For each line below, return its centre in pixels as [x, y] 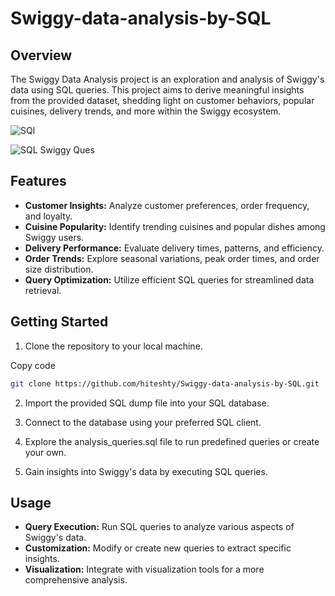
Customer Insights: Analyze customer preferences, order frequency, [167, 205]
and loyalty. [48, 216]
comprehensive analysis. [76, 580]
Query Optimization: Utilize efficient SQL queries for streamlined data [169, 279]
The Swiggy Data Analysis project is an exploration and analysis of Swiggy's [167, 79]
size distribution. [59, 269]
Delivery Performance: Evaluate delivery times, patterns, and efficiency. [174, 248]
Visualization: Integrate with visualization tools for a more [144, 569]
